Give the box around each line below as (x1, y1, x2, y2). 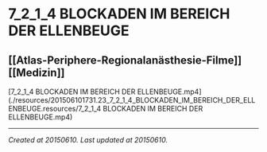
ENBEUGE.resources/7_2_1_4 (8, 104, 102, 113)
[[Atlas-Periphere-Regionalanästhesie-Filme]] (8, 53, 242, 67)
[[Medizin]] (8, 65, 65, 80)
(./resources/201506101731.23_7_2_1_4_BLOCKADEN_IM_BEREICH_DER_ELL (8, 95, 256, 104)
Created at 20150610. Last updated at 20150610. (8, 135, 168, 144)
